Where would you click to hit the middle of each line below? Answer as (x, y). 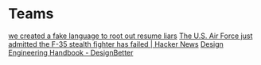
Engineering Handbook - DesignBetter (71, 52)
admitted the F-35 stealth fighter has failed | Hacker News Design (116, 44)
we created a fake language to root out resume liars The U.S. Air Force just (130, 36)
